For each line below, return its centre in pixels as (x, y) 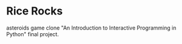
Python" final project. (33, 34)
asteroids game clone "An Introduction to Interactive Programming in (91, 28)
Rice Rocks (35, 11)
